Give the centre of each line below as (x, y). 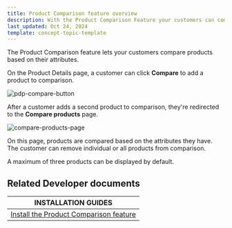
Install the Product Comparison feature (74, 214)
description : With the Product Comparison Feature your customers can (111, 20)
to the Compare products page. (53, 114)
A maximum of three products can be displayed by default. (91, 162)
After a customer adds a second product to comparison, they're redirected (113, 107)
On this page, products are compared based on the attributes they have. (110, 141)
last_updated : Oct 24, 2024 (48, 26)
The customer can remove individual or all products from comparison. (106, 148)
